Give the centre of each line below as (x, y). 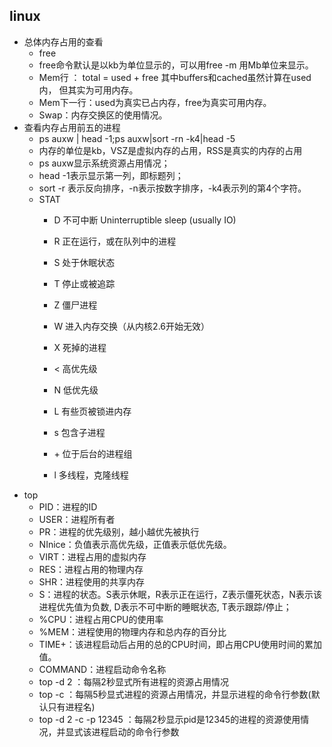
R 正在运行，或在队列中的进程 (115, 241)
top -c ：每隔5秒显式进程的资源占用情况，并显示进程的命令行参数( (175, 694)
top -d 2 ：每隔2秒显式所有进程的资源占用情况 (133, 681)
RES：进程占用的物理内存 (91, 569)
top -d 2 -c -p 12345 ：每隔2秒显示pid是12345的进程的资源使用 (169, 719)
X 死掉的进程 (80, 347)
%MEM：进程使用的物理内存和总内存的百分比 (132, 631)
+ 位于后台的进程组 (93, 453)
